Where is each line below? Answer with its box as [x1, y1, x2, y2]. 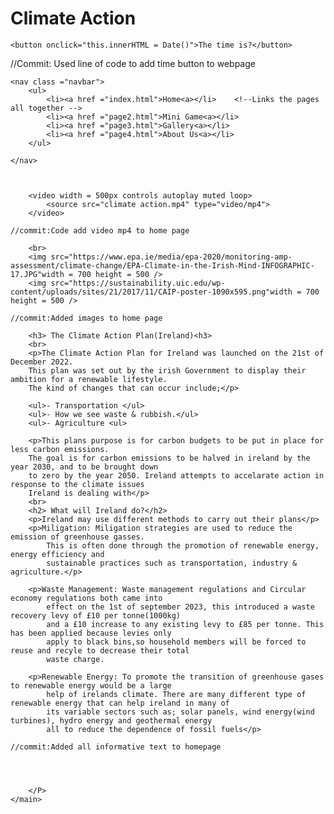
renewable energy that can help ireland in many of [10, 698, 230, 708]
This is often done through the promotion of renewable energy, [46, 540, 320, 551]
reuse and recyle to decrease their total [10, 645, 190, 656]
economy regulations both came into [10, 593, 163, 603]
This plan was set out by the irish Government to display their [28, 365, 307, 376]
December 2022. [10, 357, 74, 367]
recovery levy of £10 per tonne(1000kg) [10, 610, 182, 621]
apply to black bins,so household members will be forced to [46, 637, 307, 647]
